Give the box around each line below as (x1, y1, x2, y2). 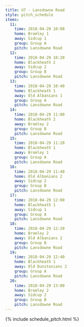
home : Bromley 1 (14, 31, 49, 36)
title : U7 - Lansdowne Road (5, 7, 65, 13)
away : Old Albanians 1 (14, 93, 63, 98)
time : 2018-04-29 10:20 (14, 55, 65, 60)
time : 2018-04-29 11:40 (14, 169, 65, 174)
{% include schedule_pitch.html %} (5, 316, 79, 322)
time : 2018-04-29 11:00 (14, 112, 65, 118)
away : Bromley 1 (14, 150, 49, 155)
